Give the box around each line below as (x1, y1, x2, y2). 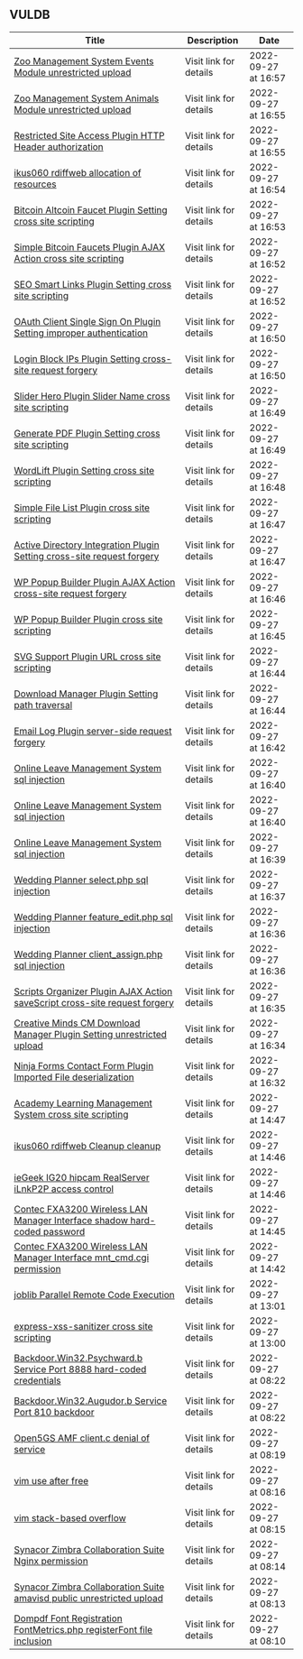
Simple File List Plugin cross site (14, 501, 151, 513)
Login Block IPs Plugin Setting (14, 352, 141, 364)
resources (14, 178, 57, 190)
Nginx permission (14, 1554, 88, 1567)
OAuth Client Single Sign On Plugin (14, 315, 161, 327)
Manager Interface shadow (14, 1213, 129, 1226)
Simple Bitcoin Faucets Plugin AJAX (14, 241, 165, 253)
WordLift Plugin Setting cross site (14, 464, 155, 476)
